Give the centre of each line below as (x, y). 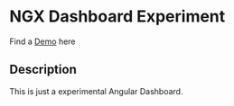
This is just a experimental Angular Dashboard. (96, 91)
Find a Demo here (42, 41)
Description (43, 70)
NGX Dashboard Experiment (117, 17)
